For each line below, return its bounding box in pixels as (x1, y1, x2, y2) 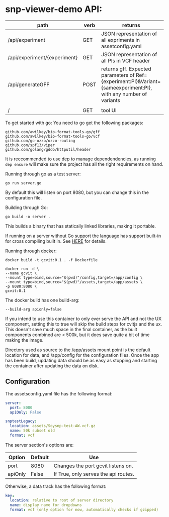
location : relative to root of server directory (10, 497, 114, 503)
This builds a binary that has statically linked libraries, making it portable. (5, 223, 156, 229)
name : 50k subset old (10, 428, 55, 433)
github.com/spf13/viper (5, 142, 55, 148)
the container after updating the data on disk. (5, 363, 99, 369)
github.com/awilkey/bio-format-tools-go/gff (5, 129, 100, 134)
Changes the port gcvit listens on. (53, 462, 133, 469)
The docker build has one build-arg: (5, 297, 79, 303)
